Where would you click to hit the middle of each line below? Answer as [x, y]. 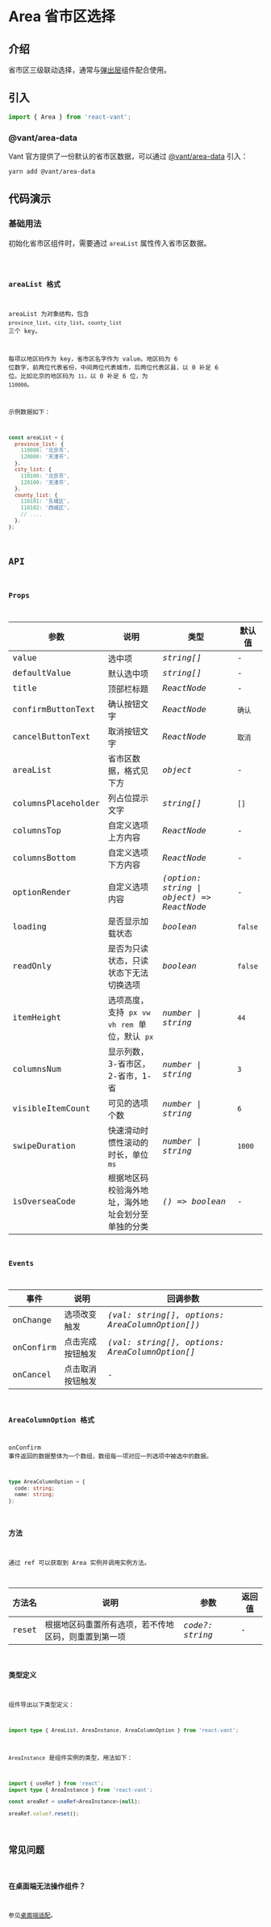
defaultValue [42, 673]
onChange [32, 1320]
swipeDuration [44, 1146]
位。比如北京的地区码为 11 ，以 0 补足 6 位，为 [78, 376]
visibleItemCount [52, 1109]
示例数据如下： [29, 412]
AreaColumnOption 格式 [52, 1420]
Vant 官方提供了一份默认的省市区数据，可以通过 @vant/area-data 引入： [128, 156]
